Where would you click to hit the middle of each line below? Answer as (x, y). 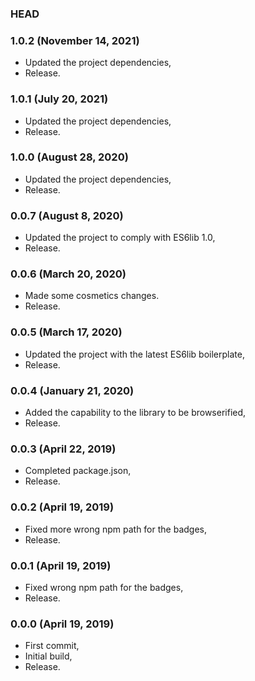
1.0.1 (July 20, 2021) (59, 99)
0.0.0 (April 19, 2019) (62, 624)
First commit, (52, 646)
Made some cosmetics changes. (92, 296)
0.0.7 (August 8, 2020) (67, 215)
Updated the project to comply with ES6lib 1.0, (120, 238)
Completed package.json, (78, 471)
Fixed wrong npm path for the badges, (104, 587)
